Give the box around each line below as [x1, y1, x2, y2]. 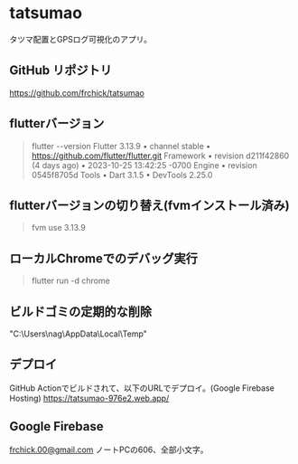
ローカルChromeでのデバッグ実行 [9, 251, 199, 266]
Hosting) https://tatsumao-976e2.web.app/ [9, 393, 170, 403]
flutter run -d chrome [31, 275, 110, 287]
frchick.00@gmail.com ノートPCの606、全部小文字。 [9, 444, 209, 455]
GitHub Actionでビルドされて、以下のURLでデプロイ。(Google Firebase [9, 383, 275, 393]
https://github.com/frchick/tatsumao [9, 87, 144, 98]
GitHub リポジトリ [9, 62, 113, 79]
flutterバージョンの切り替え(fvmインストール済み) [9, 197, 291, 213]
